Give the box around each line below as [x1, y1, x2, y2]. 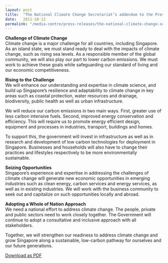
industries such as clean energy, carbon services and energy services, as [5, 181, 157, 187]
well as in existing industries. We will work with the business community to [5, 186, 158, 192]
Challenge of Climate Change [5, 35, 67, 41]
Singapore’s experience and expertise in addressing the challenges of [5, 170, 149, 176]
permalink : [5, 21, 28, 27]
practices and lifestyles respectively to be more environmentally [5, 150, 137, 156]
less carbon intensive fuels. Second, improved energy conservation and [5, 113, 153, 119]
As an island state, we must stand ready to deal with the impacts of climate [5, 46, 159, 52]
